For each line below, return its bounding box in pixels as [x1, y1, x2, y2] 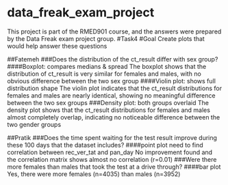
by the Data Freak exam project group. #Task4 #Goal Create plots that [7, 34, 205, 42]
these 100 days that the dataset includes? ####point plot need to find [7, 141, 203, 149]
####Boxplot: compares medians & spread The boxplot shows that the [7, 62, 207, 70]
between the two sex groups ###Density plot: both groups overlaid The [7, 98, 209, 106]
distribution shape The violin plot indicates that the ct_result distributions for [7, 84, 223, 92]
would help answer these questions [7, 42, 107, 50]
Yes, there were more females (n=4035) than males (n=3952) [7, 169, 181, 178]
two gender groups [7, 120, 62, 128]
